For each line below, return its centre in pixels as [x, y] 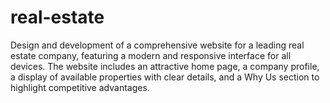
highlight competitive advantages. [80, 87]
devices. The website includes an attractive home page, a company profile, [165, 66]
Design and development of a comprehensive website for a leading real [157, 45]
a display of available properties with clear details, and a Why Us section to [165, 77]
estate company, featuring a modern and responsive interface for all [151, 55]
